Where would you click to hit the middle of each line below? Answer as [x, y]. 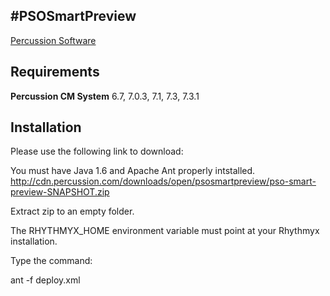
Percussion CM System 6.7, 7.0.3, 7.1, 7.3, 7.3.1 [105, 96]
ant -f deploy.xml [45, 280]
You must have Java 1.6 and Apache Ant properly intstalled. [133, 171]
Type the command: [51, 261]
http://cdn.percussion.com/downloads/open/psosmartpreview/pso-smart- [163, 181]
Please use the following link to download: [97, 151]
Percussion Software [53, 40]
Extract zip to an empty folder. [72, 211]
